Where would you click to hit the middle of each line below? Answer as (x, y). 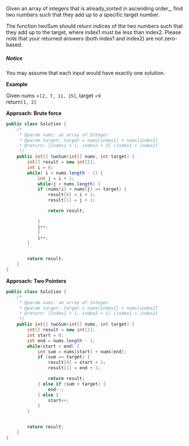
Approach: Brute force (34, 113)
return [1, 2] (21, 101)
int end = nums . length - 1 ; (61, 341)
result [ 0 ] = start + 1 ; (77, 363)
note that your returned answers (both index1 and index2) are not (85, 38)
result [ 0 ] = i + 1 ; (71, 195)
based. (14, 45)
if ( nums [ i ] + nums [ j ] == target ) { (82, 189)
